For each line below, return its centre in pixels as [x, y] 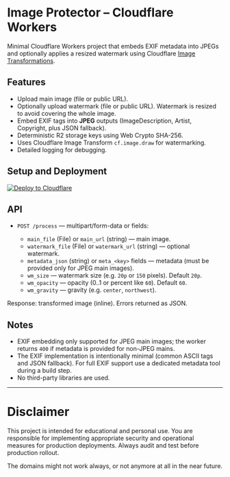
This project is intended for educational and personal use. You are [100, 431]
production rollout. [33, 453]
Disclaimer [38, 412]
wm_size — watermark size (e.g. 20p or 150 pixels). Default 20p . [115, 276]
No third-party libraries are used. [63, 378]
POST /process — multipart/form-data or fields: [83, 226]
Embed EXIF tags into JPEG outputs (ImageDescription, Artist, [104, 121]
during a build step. [44, 371]
